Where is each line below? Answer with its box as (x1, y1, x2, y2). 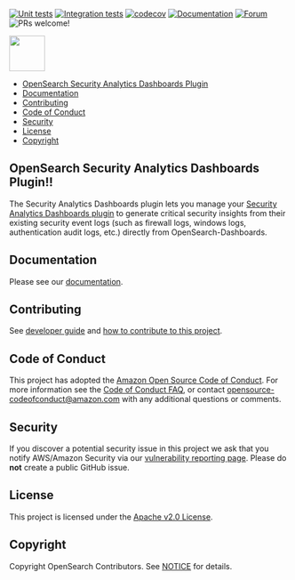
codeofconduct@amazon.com (9, 394, 120, 405)
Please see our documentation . (9, 276, 124, 286)
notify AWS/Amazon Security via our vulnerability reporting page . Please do (9, 453, 287, 463)
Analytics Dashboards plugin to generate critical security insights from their (9, 207, 286, 218)
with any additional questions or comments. (121, 394, 282, 405)
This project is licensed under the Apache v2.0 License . (9, 512, 213, 522)
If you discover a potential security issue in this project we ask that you (9, 443, 269, 454)
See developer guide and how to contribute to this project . (9, 326, 223, 336)
